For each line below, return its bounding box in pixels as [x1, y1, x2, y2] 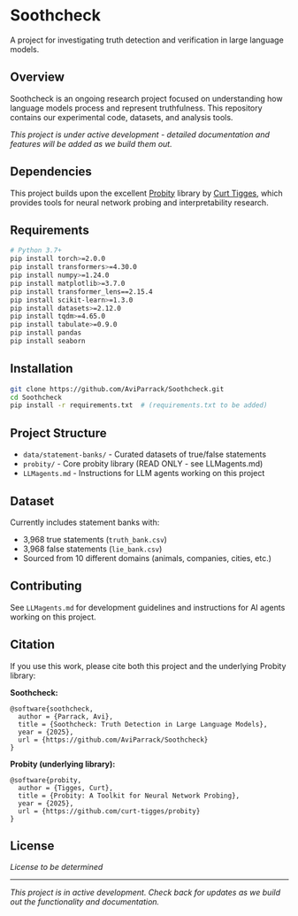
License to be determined [10, 862, 103, 873]
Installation [10, 361, 73, 376]
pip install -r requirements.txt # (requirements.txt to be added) [10, 401, 268, 410]
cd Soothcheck [10, 393, 63, 402]
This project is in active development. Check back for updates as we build [10, 887, 281, 898]
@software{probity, [10, 775, 82, 784]
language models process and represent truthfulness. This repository [10, 103, 264, 113]
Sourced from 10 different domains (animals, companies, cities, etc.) [22, 552, 272, 563]
